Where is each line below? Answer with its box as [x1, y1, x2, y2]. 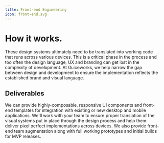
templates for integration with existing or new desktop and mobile [14, 107, 146, 113]
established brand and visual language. [5, 75, 85, 81]
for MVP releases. [5, 133, 42, 140]
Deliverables [5, 89, 45, 97]
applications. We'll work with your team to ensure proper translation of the [5, 113, 155, 119]
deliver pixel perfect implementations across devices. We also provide [5, 123, 147, 129]
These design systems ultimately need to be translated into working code [5, 49, 153, 55]
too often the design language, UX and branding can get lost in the [5, 59, 140, 65]
